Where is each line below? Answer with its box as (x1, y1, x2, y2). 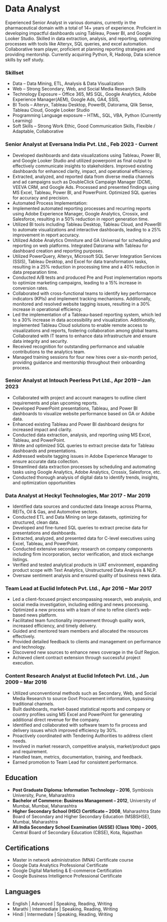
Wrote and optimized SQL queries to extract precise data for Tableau (12, 442, 154, 448)
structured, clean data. (12, 519, 59, 525)
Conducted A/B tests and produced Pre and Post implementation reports (12, 274, 162, 280)
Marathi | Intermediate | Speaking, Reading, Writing (12, 906, 118, 912)
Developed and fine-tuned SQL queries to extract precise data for (12, 525, 148, 531)
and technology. (12, 644, 46, 650)
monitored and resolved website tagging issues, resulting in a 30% (12, 301, 150, 307)
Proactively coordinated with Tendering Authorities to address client (12, 733, 153, 739)
